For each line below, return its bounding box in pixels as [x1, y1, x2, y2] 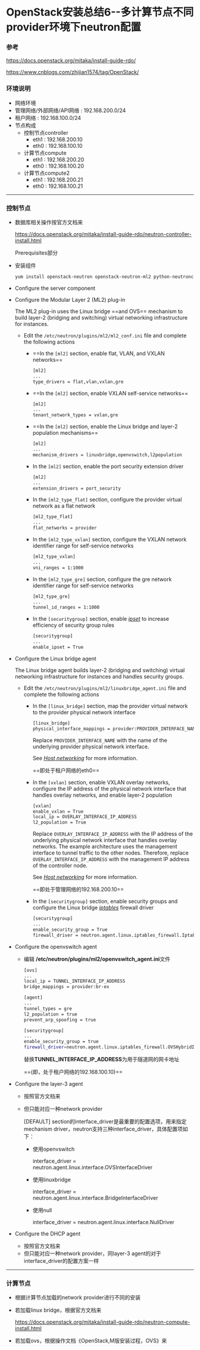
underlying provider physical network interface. [32, 743, 149, 750]
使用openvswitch [32, 1145, 75, 1153]
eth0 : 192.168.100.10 [32, 142, 83, 149]
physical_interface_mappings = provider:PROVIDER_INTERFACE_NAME [32, 726, 198, 732]
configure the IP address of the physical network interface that [32, 785, 187, 792]
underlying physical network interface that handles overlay [32, 837, 177, 844]
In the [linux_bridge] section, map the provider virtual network [32, 702, 188, 710]
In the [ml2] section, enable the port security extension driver [32, 463, 184, 470]
